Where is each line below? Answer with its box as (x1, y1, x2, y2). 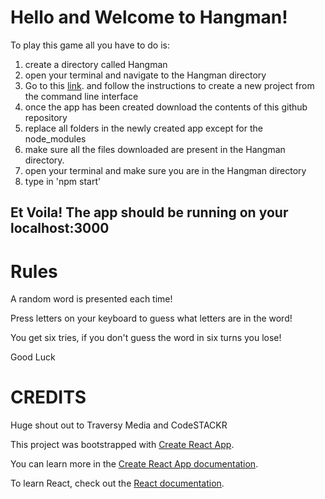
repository (24, 111, 68, 123)
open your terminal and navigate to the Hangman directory (24, 69, 267, 81)
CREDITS (10, 386, 87, 409)
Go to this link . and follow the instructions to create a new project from (24, 79, 315, 91)
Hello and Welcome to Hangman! (10, 6, 288, 29)
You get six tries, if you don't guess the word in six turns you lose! (10, 332, 282, 344)
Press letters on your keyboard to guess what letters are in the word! (10, 312, 293, 325)
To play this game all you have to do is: (10, 39, 170, 51)
